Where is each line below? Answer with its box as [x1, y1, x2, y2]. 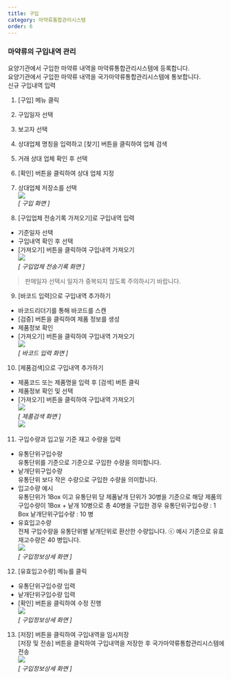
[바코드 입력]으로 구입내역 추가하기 [17, 291, 111, 300]
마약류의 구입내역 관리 [8, 47, 76, 56]
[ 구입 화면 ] [17, 199, 50, 207]
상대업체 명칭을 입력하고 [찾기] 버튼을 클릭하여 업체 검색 [17, 139, 168, 148]
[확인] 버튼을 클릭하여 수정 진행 [17, 598, 102, 607]
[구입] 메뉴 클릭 [17, 96, 60, 104]
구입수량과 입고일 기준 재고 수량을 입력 [17, 435, 121, 443]
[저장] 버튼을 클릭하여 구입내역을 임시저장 [17, 630, 129, 638]
